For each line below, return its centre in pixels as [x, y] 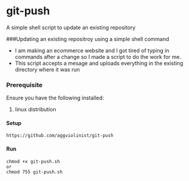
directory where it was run [47, 69]
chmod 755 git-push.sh [34, 172]
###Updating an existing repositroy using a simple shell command [88, 39]
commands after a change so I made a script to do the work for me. [98, 57]
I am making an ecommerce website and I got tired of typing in [92, 50]
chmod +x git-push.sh [33, 161]
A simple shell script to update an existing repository [71, 27]
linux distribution [35, 110]
